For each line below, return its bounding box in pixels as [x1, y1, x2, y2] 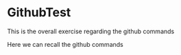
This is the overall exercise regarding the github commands [7, 27, 175, 35]
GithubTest [7, 5, 71, 20]
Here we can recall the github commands [7, 40, 123, 48]
